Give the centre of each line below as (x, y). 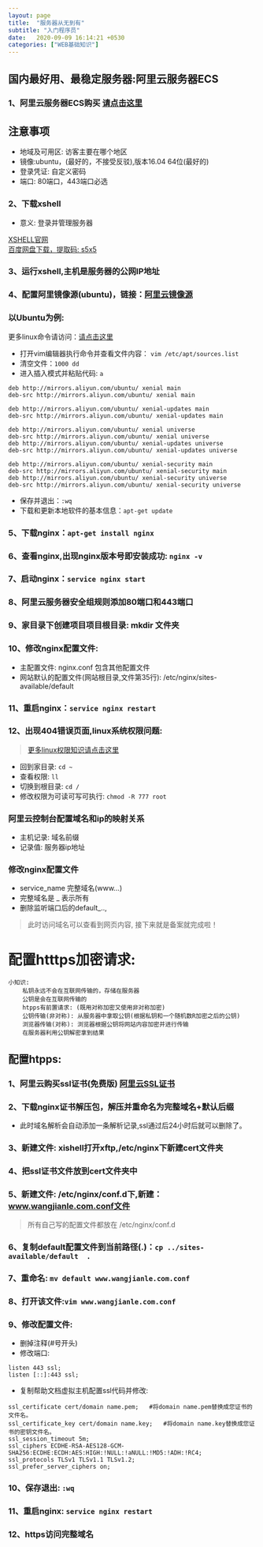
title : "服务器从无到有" (46, 23)
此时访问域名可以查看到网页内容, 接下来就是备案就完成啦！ (122, 925)
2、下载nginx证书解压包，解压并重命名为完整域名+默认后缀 (121, 1106)
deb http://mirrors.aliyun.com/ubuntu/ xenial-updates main (109, 409)
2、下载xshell (35, 204)
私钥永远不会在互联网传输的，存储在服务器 (81, 991)
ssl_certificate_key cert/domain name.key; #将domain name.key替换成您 (129, 1424)
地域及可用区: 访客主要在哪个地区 (73, 152)
